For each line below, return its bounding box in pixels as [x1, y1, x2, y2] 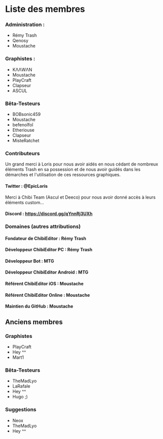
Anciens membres [5, 318, 63, 326]
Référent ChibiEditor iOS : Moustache [5, 281, 84, 287]
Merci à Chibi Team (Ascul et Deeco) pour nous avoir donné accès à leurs [5, 194, 156, 200]
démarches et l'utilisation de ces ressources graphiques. [5, 172, 121, 178]
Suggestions [5, 406, 37, 413]
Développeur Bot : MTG [5, 258, 54, 264]
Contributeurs [5, 150, 40, 157]
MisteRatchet [12, 138, 40, 144]
